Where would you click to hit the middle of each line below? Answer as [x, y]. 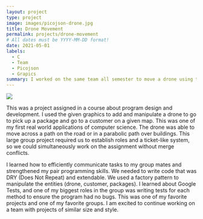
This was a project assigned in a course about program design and [89, 108]
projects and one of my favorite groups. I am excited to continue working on [101, 203]
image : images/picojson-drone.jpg [50, 23]
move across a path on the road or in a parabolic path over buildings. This [98, 134]
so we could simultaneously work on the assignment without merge [90, 146]
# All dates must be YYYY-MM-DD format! [58, 40]
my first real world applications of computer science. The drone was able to [101, 127]
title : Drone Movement [35, 29]
